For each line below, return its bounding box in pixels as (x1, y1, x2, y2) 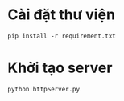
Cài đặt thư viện (7, 6, 116, 24)
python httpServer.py (7, 85, 81, 93)
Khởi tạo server (7, 59, 113, 77)
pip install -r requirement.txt (7, 32, 116, 40)
